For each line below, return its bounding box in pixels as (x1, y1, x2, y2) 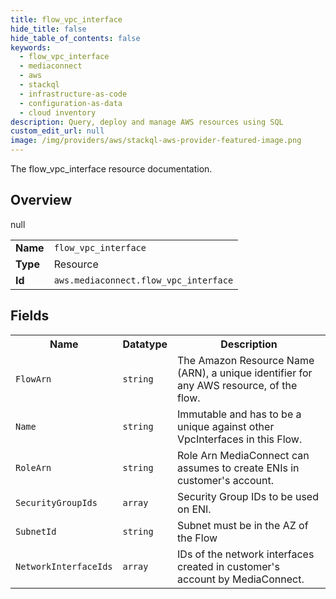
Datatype (122, 337, 168, 351)
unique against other (177, 419, 275, 433)
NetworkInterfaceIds (15, 561, 113, 572)
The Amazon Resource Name (177, 353, 315, 367)
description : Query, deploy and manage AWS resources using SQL (10, 117, 284, 127)
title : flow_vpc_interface (10, 14, 123, 25)
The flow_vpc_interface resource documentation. (10, 163, 213, 175)
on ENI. (177, 502, 212, 516)
